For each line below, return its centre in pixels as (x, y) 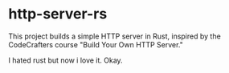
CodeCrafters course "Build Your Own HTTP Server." (96, 44)
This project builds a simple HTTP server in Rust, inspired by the (115, 36)
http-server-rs (58, 14)
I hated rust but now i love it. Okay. (65, 60)
